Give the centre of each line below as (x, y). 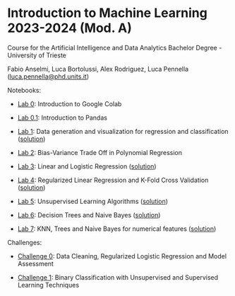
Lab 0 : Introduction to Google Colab (70, 103)
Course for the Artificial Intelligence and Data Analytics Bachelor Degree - (115, 47)
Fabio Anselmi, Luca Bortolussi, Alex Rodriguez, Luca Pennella (98, 69)
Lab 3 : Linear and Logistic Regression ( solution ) (87, 166)
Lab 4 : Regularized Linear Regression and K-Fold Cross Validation (113, 180)
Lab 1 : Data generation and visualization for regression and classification (123, 131)
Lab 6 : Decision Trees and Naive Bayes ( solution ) (89, 215)
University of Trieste (37, 55)
